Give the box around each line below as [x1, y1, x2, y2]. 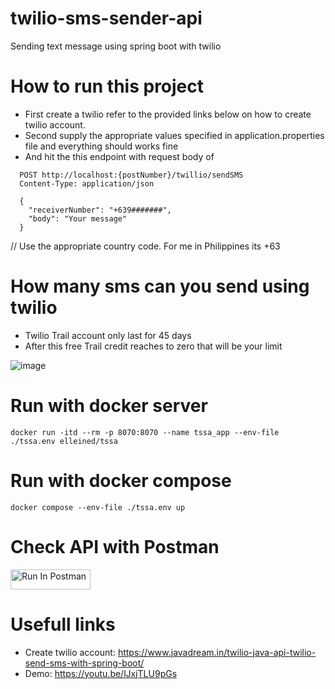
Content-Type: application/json [19, 178, 155, 189]
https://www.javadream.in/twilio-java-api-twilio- [117, 646, 317, 658]
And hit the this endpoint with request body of [24, 150, 215, 162]
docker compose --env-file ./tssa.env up [10, 502, 186, 512]
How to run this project [10, 75, 205, 98]
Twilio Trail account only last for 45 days [24, 329, 192, 341]
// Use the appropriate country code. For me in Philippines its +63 [10, 240, 281, 252]
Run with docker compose [10, 469, 232, 492]
